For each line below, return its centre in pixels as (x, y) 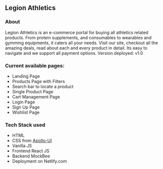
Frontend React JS (31, 151)
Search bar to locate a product (43, 86)
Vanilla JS (22, 146)
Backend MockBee (31, 156)
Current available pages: (35, 66)
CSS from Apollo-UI (32, 141)
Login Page (23, 102)
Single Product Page (33, 91)
